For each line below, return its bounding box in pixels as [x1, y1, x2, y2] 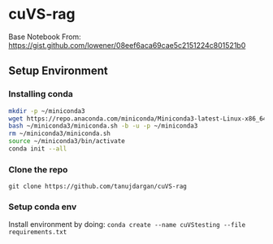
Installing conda [8, 89, 73, 100]
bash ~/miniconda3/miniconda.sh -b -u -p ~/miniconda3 [8, 122, 198, 130]
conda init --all [8, 145, 67, 153]
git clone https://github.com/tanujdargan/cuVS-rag [8, 182, 187, 191]
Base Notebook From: [8, 32, 81, 41]
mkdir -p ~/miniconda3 [8, 107, 85, 115]
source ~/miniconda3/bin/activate [8, 137, 126, 146]
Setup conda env [8, 201, 77, 212]
